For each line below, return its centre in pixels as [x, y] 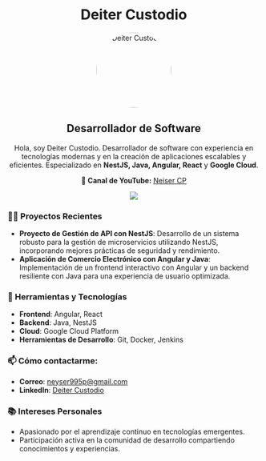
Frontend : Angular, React [61, 315]
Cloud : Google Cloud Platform [69, 331]
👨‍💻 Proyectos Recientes [55, 216]
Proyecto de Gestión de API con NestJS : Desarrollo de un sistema [129, 234]
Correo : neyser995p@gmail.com [73, 381]
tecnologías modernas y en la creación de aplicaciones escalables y [134, 156]
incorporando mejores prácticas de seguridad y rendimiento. [119, 251]
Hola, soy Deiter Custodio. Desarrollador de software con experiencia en [134, 148]
